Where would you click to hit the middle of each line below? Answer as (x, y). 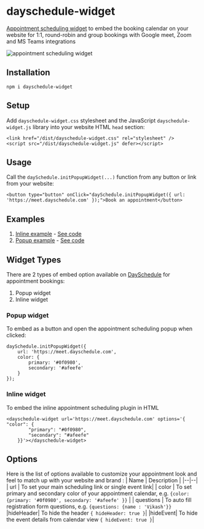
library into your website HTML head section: (89, 127)
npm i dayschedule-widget (39, 87)
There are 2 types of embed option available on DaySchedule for (88, 274)
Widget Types (34, 260)
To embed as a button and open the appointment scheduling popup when (99, 329)
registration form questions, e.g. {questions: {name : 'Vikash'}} (89, 507)
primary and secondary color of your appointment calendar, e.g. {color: (98, 493)
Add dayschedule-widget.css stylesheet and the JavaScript (81, 120)
